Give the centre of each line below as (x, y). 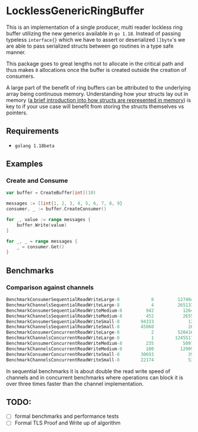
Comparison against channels (50, 287)
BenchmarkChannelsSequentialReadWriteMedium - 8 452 (80, 316)
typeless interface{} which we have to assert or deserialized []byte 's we (96, 39)
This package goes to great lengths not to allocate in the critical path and (95, 64)
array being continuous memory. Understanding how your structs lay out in (97, 94)
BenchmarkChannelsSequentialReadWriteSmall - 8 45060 (80, 327)
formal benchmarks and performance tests (67, 416)
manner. (16, 52)
